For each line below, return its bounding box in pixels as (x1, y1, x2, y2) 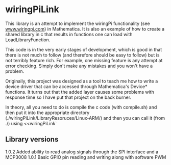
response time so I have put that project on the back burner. (5, 94, 132, 100)
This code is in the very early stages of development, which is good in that (5, 46, 162, 52)
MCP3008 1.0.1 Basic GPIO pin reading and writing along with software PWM (5, 154, 166, 160)
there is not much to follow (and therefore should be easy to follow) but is (5, 52, 160, 58)
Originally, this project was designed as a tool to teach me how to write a (5, 78, 158, 84)
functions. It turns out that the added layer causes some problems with (5, 89, 154, 95)
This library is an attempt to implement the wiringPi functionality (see (5, 20, 150, 26)
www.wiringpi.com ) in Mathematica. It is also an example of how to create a (5, 25, 165, 32)
